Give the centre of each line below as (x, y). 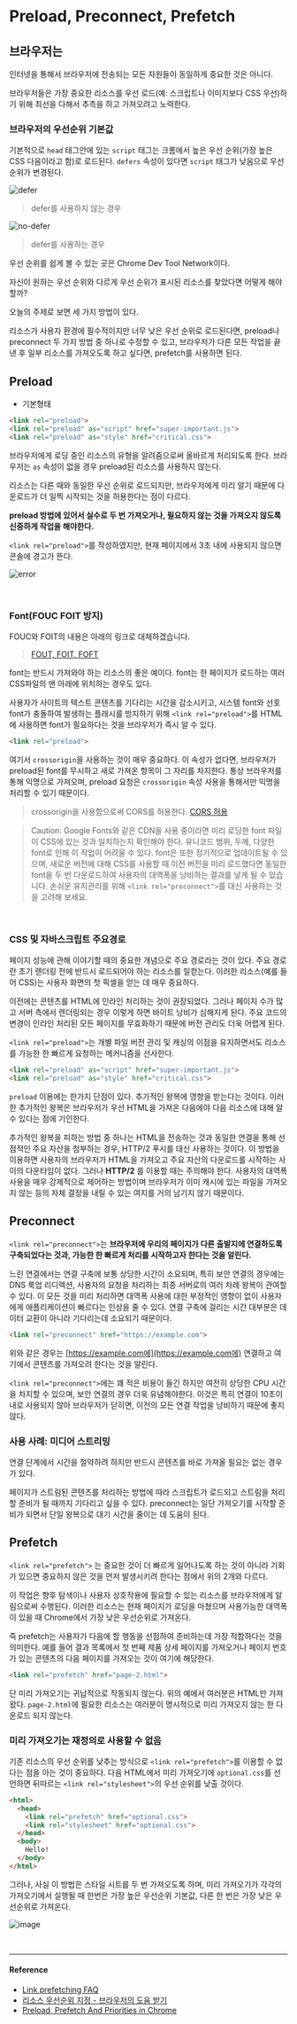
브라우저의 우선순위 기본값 (61, 129)
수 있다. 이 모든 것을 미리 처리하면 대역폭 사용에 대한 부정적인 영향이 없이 (134, 1295)
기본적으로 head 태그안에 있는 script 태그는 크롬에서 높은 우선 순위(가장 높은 (141, 150)
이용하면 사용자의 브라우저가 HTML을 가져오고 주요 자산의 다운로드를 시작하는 (143, 1160)
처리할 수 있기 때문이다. (49, 793)
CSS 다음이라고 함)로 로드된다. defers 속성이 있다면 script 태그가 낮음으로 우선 (147, 161)
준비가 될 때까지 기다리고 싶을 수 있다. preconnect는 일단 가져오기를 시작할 (147, 1503)
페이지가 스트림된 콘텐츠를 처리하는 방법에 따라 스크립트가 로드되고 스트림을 (139, 1492)
